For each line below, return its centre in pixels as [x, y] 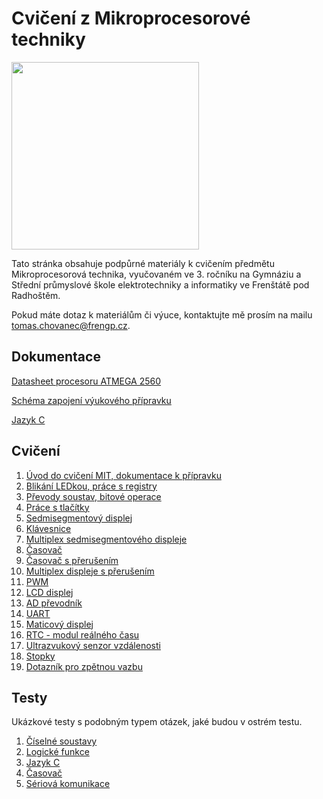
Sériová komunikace [68, 784]
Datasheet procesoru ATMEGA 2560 [86, 381]
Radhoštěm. [36, 295]
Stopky [40, 656]
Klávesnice [48, 528]
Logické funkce [57, 752]
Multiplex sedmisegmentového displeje [106, 539]
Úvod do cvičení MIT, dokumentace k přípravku [123, 475]
